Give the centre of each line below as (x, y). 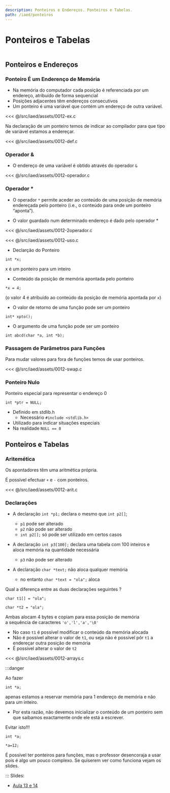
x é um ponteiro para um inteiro (38, 269)
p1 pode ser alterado (42, 524)
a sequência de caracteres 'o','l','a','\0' (52, 622)
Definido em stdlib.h (33, 412)
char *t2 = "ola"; (25, 608)
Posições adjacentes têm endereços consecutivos (65, 101)
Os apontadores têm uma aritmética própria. (52, 470)
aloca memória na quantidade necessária (56, 550)
